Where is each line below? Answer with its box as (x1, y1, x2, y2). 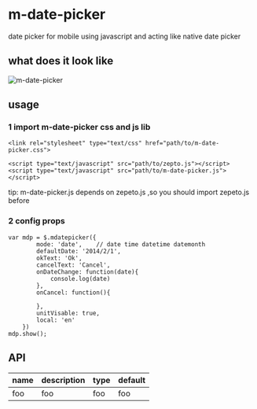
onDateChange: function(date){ (36, 267, 139, 276)
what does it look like (8, 54, 114, 68)
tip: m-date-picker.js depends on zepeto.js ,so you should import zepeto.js (8, 187, 250, 197)
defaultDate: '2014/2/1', (36, 247, 122, 255)
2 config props (8, 216, 65, 227)
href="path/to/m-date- (145, 139, 220, 147)
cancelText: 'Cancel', (36, 261, 111, 269)
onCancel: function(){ (36, 289, 111, 297)
